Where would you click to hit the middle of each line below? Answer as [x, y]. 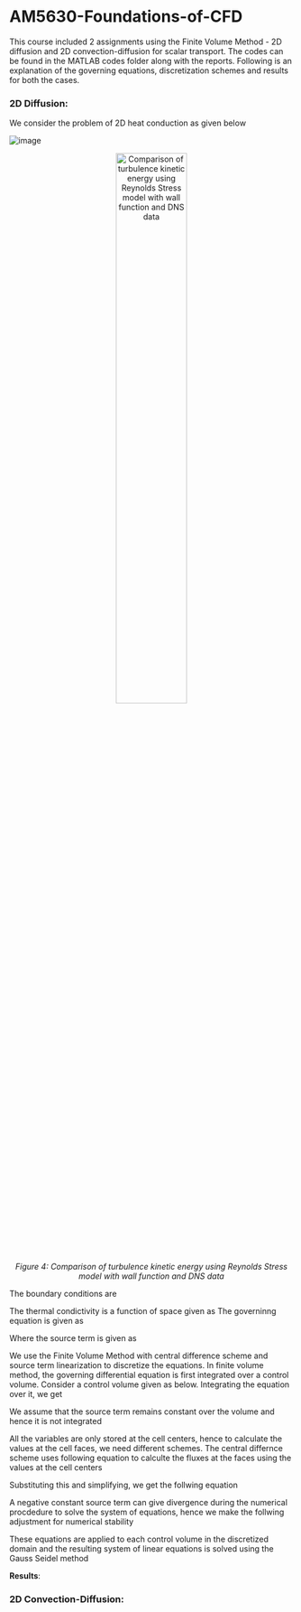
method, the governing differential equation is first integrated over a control [149, 1375]
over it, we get [36, 1394]
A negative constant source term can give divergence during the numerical [149, 1503]
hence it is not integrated [55, 1421]
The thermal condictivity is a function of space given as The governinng [143, 1311]
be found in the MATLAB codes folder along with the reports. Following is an [151, 61]
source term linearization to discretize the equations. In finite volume [137, 1365]
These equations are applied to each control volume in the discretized [139, 1539]
